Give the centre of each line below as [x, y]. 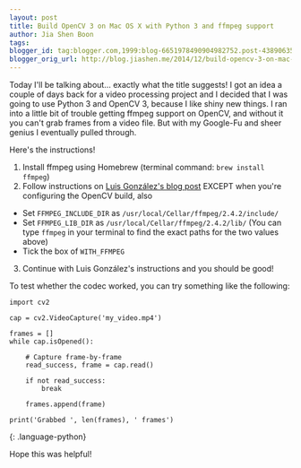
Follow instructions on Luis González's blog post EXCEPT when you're [152, 186]
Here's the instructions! [52, 150]
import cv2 [30, 302]
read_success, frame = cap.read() [90, 365]
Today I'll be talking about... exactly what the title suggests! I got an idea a [146, 85]
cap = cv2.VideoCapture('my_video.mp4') [86, 318]
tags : [19, 43]
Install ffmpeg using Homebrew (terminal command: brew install [143, 167]
